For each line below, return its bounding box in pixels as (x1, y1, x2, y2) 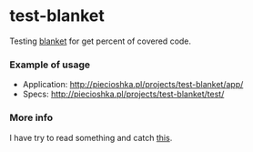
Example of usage (9, 58, 91, 71)
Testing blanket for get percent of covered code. (9, 35, 192, 46)
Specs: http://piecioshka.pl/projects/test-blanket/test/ (22, 88, 225, 100)
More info (9, 111, 53, 124)
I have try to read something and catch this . (9, 132, 173, 143)
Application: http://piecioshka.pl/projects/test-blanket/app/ (22, 79, 244, 90)
